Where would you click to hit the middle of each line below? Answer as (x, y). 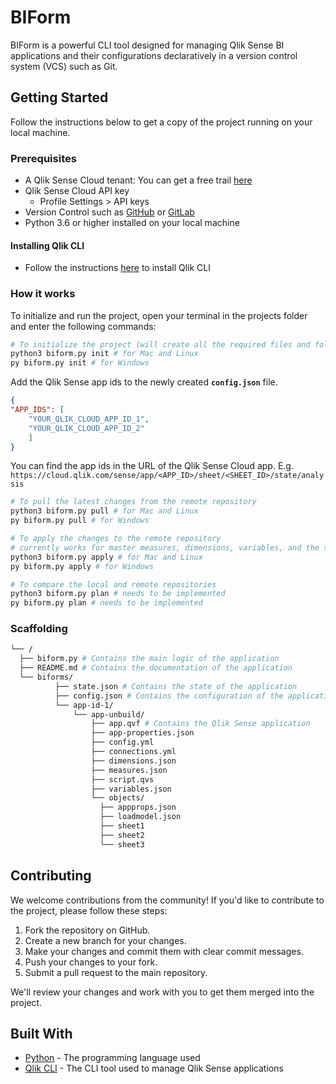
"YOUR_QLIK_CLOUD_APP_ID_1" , (89, 419)
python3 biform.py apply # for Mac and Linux (106, 557)
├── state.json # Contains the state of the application (176, 686)
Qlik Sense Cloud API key (77, 191)
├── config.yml (122, 742)
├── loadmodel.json (140, 817)
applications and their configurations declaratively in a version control (154, 55)
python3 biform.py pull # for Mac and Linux (104, 511)
